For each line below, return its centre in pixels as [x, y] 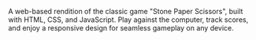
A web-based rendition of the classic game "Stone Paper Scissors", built [126, 11]
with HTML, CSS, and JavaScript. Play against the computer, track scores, [128, 20]
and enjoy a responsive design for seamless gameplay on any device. [121, 28]
